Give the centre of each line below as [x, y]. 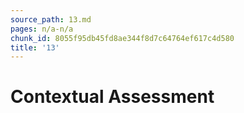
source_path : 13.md [51, 19]
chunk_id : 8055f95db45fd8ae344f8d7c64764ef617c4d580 [122, 38]
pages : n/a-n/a [42, 29]
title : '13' [35, 47]
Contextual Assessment [112, 97]
